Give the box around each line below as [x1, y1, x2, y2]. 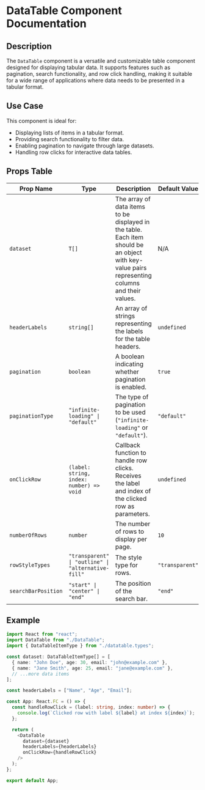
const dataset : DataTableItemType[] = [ [6, 654, 111, 660]
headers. [115, 342, 141, 350]
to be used [115, 408, 146, 416]
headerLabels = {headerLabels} [22, 744, 97, 750]
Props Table [6, 166, 53, 177]
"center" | [68, 588, 100, 594]
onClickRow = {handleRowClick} [22, 750, 97, 756]
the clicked [115, 494, 147, 503]
